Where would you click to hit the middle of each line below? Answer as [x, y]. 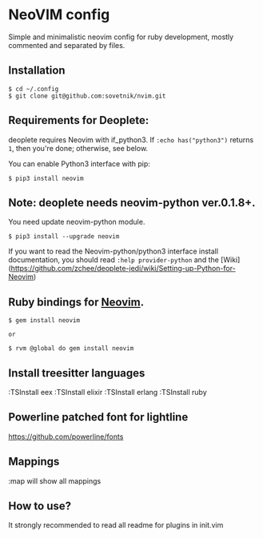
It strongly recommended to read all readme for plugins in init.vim [116, 525]
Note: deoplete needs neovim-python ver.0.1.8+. [132, 203]
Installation [37, 71]
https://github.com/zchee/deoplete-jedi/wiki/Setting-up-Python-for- [123, 269]
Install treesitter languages [77, 373]
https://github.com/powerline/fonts [66, 436]
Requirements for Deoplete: [79, 120]
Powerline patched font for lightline [98, 417]
